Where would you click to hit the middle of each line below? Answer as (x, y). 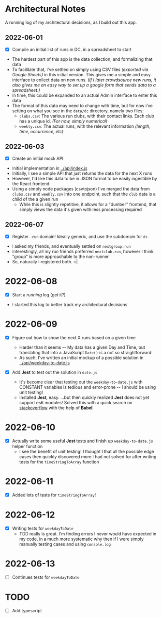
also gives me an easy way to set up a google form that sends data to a (84, 85)
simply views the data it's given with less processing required (80, 209)
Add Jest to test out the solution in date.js (55, 372)
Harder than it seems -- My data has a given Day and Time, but (82, 347)
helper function (27, 446)
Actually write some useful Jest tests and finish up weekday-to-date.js (82, 441)
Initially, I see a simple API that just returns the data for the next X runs (82, 173)
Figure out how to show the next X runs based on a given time (74, 337)
